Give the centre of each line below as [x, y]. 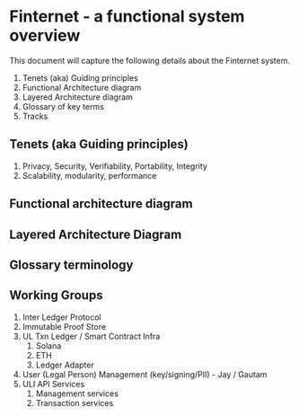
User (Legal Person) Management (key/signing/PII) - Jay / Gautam [145, 374]
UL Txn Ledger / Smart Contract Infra [91, 336]
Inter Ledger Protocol [62, 317]
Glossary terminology [71, 265]
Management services [77, 394]
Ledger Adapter [65, 365]
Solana [48, 345]
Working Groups [56, 295]
